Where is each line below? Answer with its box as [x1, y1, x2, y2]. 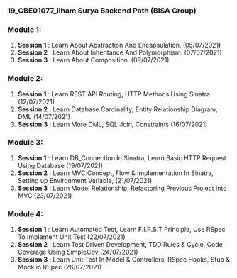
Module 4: [7, 208, 44, 218]
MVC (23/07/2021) [17, 191, 72, 200]
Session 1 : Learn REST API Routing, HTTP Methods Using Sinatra [17, 89, 211, 98]
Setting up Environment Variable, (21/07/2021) [17, 176, 153, 184]
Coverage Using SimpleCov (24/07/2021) [17, 248, 138, 257]
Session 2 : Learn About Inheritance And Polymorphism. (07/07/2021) [17, 48, 222, 57]
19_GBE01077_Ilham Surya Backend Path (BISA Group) [7, 6, 197, 16]
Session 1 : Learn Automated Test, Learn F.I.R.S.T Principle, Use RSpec [17, 226, 226, 234]
